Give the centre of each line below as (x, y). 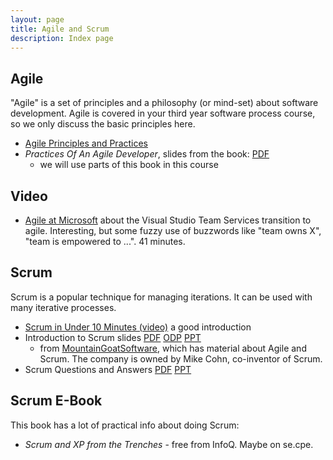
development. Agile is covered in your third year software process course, (163, 113)
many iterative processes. (63, 307)
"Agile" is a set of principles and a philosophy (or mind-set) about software (164, 103)
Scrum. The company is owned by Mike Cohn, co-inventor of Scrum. (181, 358)
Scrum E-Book (56, 401)
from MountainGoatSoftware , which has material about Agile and (173, 348)
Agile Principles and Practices (86, 143)
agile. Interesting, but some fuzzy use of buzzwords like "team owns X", (173, 230)
